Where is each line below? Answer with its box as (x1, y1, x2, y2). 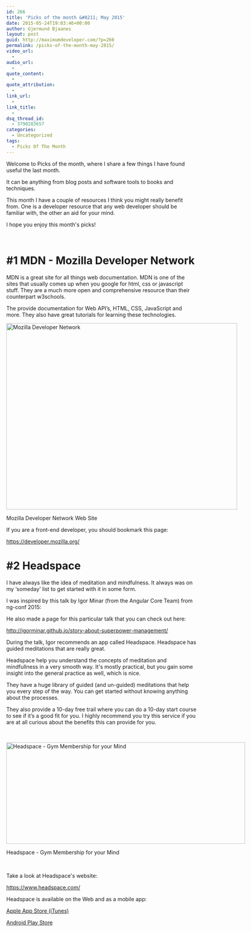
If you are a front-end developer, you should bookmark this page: (6, 526, 169, 533)
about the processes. (6, 694, 59, 701)
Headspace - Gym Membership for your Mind (6, 849, 119, 856)
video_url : (6, 48, 34, 54)
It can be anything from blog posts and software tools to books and (6, 178, 174, 185)
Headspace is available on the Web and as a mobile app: (6, 895, 147, 902)
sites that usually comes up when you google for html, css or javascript (6, 280, 183, 287)
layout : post (6, 31, 39, 37)
